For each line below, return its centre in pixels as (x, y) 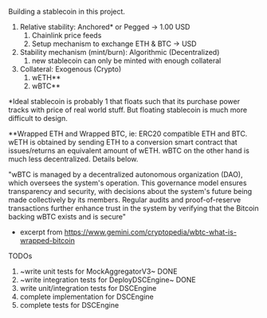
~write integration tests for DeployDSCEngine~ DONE (108, 280)
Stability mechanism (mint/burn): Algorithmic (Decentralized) (120, 52)
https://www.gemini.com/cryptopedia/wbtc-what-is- (151, 232)
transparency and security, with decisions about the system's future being (130, 191)
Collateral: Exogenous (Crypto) (71, 69)
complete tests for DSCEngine (69, 305)
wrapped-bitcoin (47, 240)
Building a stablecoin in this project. (67, 12)
